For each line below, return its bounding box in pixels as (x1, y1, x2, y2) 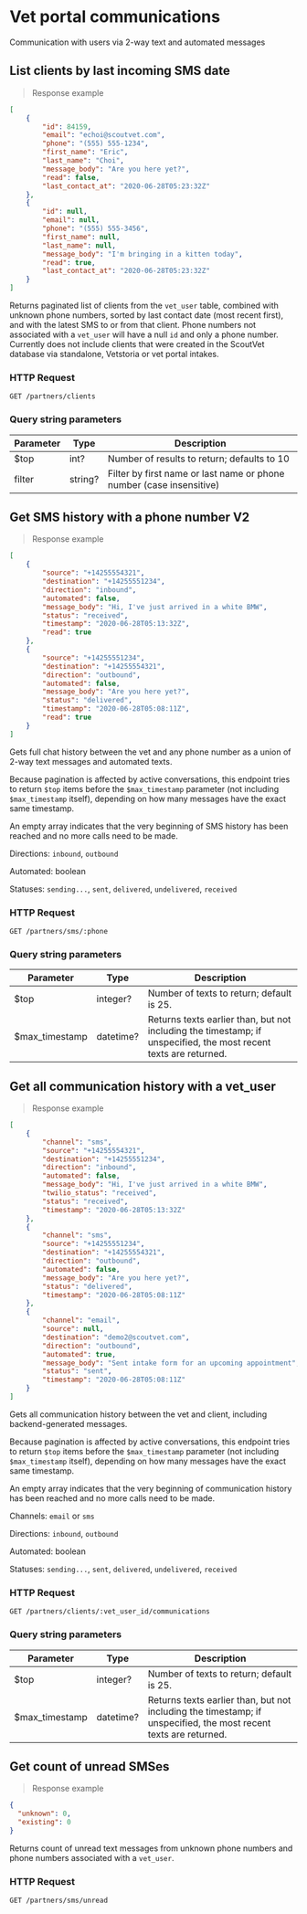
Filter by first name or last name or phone (108, 467, 285, 480)
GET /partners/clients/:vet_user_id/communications (9, 1607, 210, 1616)
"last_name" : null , (42, 240, 117, 250)
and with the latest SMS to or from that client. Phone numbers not (9, 320, 257, 330)
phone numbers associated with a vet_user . (9, 1852, 175, 1863)
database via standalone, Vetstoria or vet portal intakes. (9, 349, 219, 359)
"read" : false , (42, 173, 101, 182)
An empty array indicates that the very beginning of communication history (9, 1483, 292, 1494)
